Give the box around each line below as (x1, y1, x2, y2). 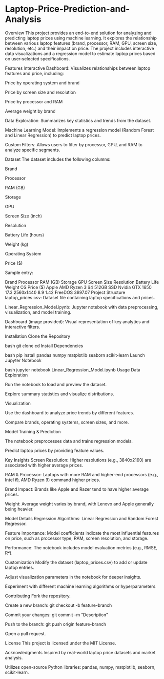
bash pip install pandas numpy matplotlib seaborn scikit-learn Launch (5, 352, 145, 358)
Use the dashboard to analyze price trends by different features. (5, 409, 134, 415)
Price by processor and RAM (5, 98, 63, 104)
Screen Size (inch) (5, 213, 42, 219)
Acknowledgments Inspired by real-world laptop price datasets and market (5, 649, 156, 655)
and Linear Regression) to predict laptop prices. (5, 132, 101, 138)
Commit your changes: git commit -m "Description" (5, 612, 108, 618)
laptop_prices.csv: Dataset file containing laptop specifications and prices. (5, 294, 155, 300)
